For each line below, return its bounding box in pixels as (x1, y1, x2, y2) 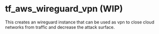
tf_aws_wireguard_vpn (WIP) (5, 3, 123, 14)
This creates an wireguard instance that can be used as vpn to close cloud (5, 19, 155, 25)
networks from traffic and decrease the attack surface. (5, 24, 115, 30)
